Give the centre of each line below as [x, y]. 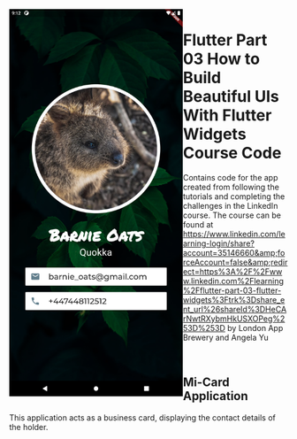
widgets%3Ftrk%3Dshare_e [234, 299]
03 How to [221, 59]
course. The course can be [232, 215]
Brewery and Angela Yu [225, 337]
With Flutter [227, 116]
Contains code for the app [230, 177]
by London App [255, 327]
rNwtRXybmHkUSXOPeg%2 [234, 319]
